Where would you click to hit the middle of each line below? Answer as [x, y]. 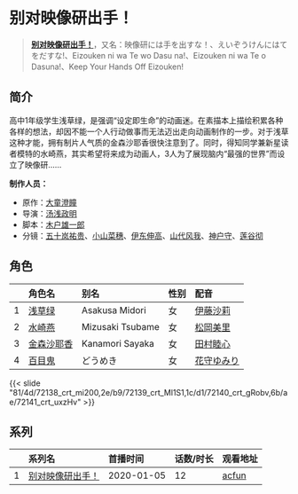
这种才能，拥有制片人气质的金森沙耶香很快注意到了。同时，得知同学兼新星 [145, 142]
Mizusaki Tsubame [120, 326]
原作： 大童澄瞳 [49, 202]
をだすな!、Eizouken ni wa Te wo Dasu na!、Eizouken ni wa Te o [148, 55]
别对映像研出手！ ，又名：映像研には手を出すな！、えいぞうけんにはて [159, 44]
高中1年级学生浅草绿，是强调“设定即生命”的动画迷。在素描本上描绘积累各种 [146, 120]
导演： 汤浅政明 [49, 213]
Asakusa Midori [114, 310]
